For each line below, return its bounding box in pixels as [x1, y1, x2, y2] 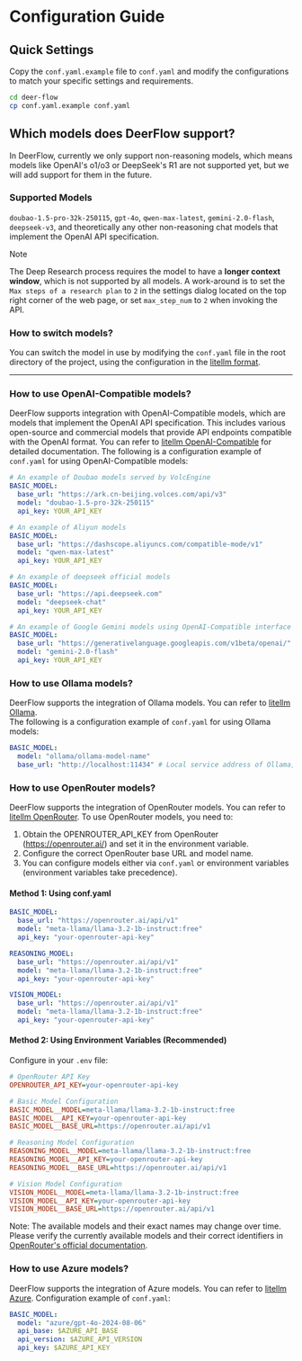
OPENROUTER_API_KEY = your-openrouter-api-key [9, 1080, 179, 1089]
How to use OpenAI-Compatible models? [9, 388, 191, 400]
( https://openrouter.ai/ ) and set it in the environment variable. [22, 838, 249, 849]
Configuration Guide [9, 6, 165, 27]
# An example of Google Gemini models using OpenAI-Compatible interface [9, 622, 292, 631]
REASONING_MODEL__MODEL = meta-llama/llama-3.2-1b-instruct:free [9, 1147, 252, 1156]
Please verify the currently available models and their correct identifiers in [9, 1231, 283, 1241]
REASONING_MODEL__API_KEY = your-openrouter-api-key [9, 1155, 203, 1164]
